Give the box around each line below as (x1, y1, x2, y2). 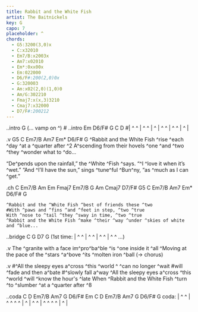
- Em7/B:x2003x (11, 53, 49, 59)
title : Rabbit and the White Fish (6, 8, 92, 15)
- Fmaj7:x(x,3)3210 (11, 97, 60, 103)
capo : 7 (6, 25, 26, 31)
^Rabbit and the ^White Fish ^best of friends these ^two (6, 202, 153, 208)
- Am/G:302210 (11, 92, 46, 97)
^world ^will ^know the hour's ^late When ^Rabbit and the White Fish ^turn (6, 275, 187, 282)
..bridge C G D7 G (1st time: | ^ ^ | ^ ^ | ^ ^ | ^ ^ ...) (6, 233, 125, 241)
